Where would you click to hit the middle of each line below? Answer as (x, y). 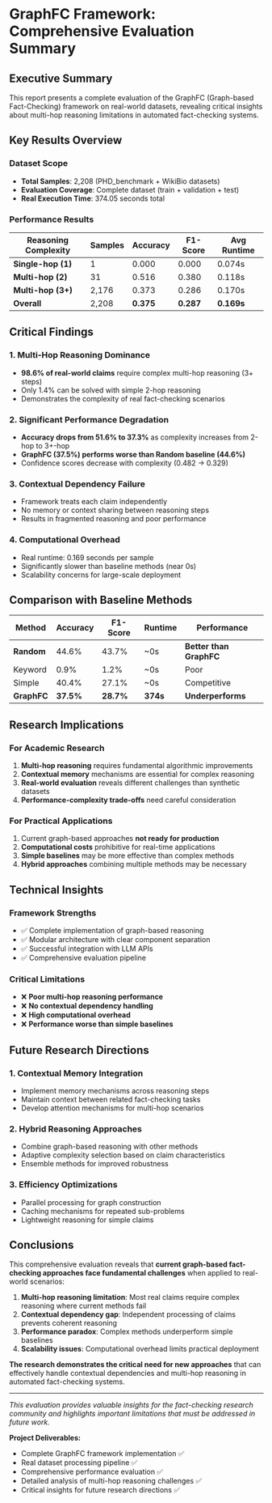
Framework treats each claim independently (94, 502)
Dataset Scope (39, 163)
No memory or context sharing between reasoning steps (115, 510)
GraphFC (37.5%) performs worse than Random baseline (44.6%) (133, 454)
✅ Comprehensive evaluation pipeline (83, 958)
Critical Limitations (47, 979)
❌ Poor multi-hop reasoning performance (92, 997)
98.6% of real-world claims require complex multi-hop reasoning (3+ (137, 372)
